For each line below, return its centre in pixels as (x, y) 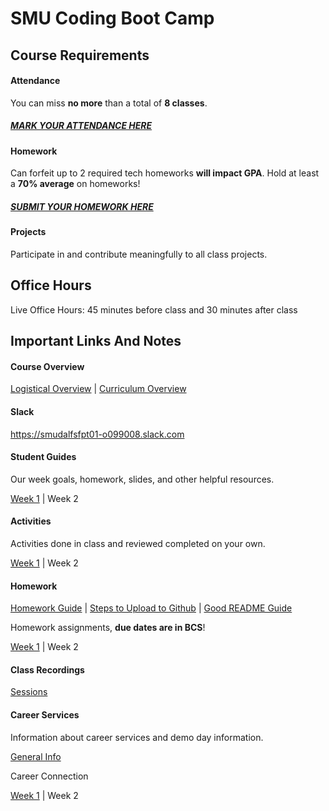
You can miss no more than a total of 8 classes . (109, 103)
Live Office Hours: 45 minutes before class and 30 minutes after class (154, 309)
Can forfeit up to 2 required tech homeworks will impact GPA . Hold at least (165, 173)
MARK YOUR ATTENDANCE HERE (81, 126)
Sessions (29, 692)
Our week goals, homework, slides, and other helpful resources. (142, 479)
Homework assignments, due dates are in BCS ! (108, 628)
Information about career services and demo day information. (137, 737)
